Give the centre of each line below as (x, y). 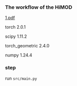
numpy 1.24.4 (19, 55)
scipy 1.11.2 (16, 36)
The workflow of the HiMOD (38, 7)
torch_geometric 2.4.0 (27, 46)
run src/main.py (21, 78)
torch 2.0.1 (15, 27)
